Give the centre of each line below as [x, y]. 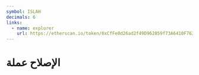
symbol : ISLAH [24, 12]
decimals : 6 [21, 17]
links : [14, 22]
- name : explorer [33, 28]
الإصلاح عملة [33, 63]
